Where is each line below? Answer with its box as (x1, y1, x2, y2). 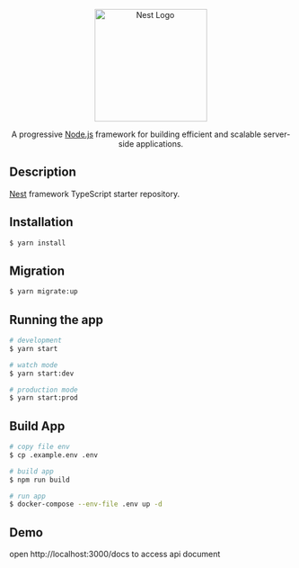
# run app (9, 491, 47, 500)
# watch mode (9, 360, 58, 369)
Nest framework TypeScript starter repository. (9, 188, 180, 199)
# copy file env (9, 442, 70, 452)
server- (263, 129, 291, 140)
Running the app (9, 311, 103, 328)
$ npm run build (9, 475, 70, 484)
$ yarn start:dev (9, 369, 75, 378)
